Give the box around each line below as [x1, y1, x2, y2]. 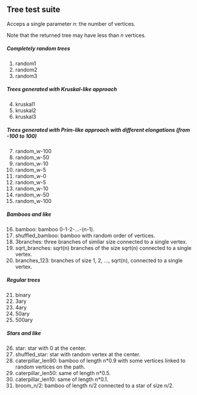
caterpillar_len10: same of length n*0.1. [15, 376, 109, 383]
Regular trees [6, 276, 40, 283]
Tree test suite [6, 5, 60, 15]
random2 [15, 66, 38, 73]
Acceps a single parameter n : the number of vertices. [6, 20, 135, 27]
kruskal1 [15, 100, 36, 107]
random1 [15, 60, 36, 67]
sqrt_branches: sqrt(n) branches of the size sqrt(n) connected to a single [15, 244, 192, 251]
